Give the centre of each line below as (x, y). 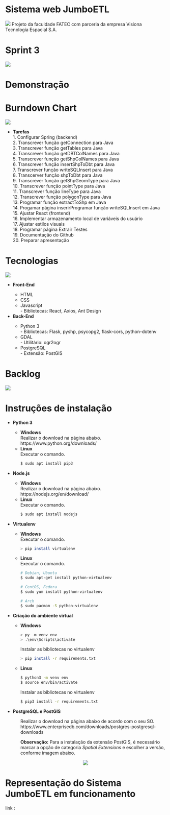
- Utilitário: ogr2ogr (40, 342)
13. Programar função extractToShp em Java (59, 202)
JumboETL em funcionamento (70, 794)
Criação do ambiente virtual (43, 615)
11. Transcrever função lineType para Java (56, 191)
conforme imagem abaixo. (48, 753)
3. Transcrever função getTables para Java (58, 148)
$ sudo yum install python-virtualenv (61, 592)
